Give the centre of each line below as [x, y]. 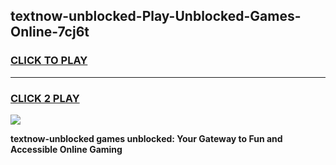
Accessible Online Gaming [66, 149]
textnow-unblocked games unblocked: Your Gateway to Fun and [146, 138]
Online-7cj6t [50, 32]
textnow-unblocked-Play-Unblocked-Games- [156, 16]
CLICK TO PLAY [49, 61]
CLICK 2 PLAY [45, 98]
